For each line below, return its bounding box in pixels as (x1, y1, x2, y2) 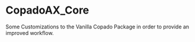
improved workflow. (5, 29, 54, 36)
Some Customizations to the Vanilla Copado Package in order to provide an (5, 23, 190, 30)
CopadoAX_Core (5, 4, 89, 17)
